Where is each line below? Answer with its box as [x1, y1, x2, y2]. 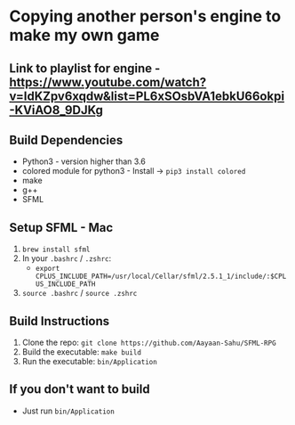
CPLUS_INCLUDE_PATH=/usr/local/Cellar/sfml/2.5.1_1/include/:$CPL [35, 272, 287, 282]
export [35, 265, 60, 274]
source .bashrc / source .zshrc [21, 288, 138, 298]
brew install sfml [21, 245, 91, 255]
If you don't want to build [9, 381, 150, 397]
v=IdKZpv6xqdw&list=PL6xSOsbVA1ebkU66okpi [9, 88, 285, 103]
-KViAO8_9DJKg [9, 102, 104, 118]
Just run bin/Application [21, 405, 116, 416]
